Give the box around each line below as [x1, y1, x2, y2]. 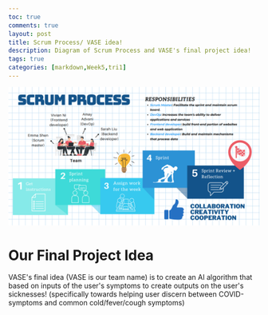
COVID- [218, 289, 245, 299]
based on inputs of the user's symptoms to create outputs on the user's [8, 281, 244, 291]
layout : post [8, 30, 52, 38]
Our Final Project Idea [8, 246, 154, 264]
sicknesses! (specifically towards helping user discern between [8, 289, 218, 299]
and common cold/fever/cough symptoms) [44, 298, 185, 308]
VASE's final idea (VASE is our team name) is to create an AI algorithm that [8, 273, 253, 282]
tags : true [8, 55, 45, 63]
